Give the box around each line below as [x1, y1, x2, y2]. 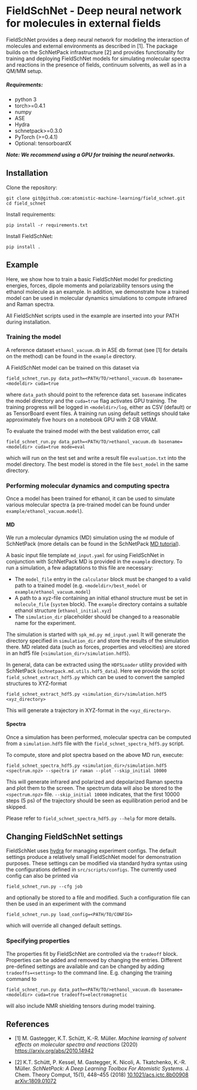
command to [6, 975, 37, 982]
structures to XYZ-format [6, 680, 67, 687]
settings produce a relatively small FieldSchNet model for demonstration [6, 854, 181, 861]
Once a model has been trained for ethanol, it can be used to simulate [6, 495, 175, 502]
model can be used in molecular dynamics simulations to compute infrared [6, 294, 187, 301]
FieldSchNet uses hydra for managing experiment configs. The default [6, 847, 177, 854]
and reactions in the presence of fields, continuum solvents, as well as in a [6, 61, 187, 68]
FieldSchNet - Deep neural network [6, 4, 182, 18]
